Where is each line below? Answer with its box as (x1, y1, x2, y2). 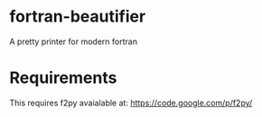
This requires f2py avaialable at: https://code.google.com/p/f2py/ (9, 97, 253, 108)
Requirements (9, 67, 117, 88)
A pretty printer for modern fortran (9, 36, 138, 47)
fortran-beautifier (9, 6, 146, 27)
